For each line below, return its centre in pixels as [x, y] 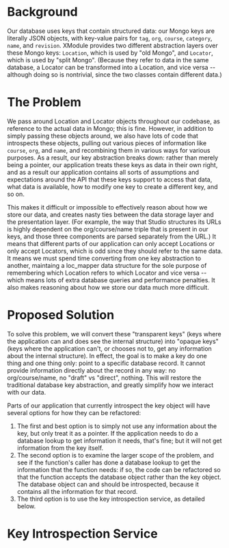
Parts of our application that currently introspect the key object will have [109, 406]
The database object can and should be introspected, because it [108, 484]
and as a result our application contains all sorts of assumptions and [103, 172]
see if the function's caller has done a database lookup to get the [109, 462]
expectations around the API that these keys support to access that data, [110, 179]
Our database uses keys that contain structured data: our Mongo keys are [111, 31]
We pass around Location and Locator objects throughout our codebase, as [113, 121]
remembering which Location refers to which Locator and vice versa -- [107, 273]
